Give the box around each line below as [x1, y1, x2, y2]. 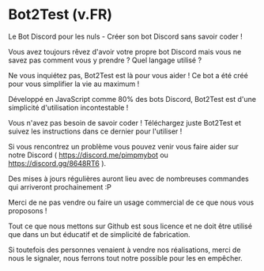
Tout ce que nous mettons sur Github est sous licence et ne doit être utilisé [8, 221, 253, 231]
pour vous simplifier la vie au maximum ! [8, 79, 140, 88]
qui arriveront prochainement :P [8, 182, 112, 191]
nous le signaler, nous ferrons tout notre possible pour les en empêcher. [8, 253, 243, 262]
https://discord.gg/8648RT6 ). [8, 158, 107, 167]
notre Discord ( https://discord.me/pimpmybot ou [8, 150, 168, 160]
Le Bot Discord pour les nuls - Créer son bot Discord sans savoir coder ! [8, 32, 243, 41]
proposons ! [8, 205, 47, 215]
